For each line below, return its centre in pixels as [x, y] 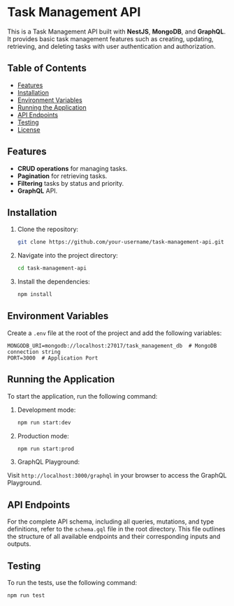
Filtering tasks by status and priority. [71, 183]
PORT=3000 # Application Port [53, 358]
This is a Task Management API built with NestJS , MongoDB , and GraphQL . [116, 31]
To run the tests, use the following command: [72, 583]
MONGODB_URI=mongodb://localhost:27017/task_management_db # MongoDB [112, 346]
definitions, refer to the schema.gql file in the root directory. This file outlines [116, 529]
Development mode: [46, 410]
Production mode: [43, 436]
